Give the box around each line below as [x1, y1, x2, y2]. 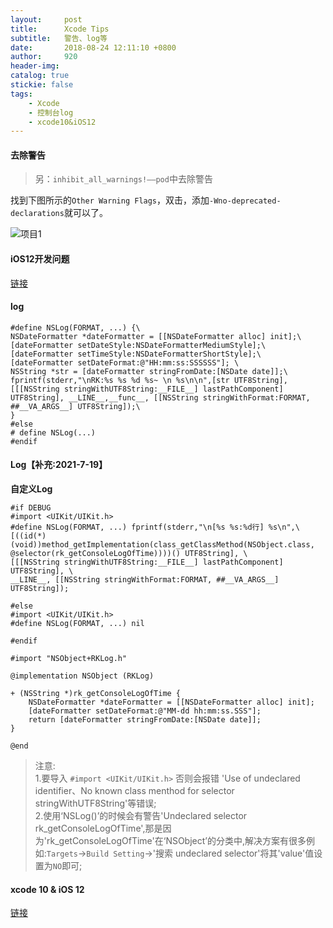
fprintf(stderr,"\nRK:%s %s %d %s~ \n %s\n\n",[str [10, 375, 230, 385]
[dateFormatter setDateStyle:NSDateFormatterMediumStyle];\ [10, 340, 267, 350]
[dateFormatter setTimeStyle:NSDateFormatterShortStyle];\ [10, 349, 262, 359]
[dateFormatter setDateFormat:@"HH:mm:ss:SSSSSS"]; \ [10, 357, 240, 368]
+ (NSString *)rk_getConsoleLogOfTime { [10, 689, 182, 699]
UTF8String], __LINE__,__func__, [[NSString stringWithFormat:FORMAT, [10, 392, 311, 403]
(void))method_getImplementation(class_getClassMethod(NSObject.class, [10, 540, 315, 550]
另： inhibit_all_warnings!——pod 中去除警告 [34, 173, 213, 185]
